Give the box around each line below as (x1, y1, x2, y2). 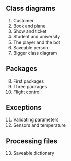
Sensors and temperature (13, 122, 66, 128)
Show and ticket (13, 28, 47, 34)
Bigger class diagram (13, 50, 57, 56)
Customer (13, 17, 34, 23)
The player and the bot (13, 39, 60, 45)
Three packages (13, 83, 47, 89)
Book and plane (13, 23, 46, 29)
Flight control (13, 89, 41, 95)
